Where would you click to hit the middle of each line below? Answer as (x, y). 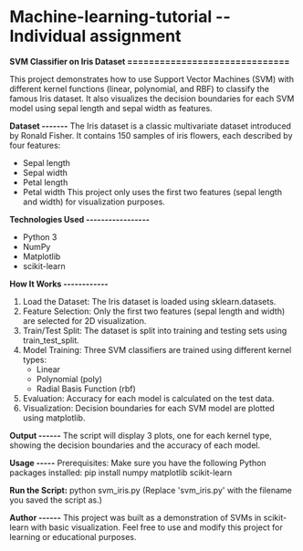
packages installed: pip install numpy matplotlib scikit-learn (121, 473)
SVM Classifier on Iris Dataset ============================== (150, 61)
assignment (136, 36)
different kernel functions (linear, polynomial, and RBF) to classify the (139, 88)
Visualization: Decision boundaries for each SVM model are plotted (149, 408)
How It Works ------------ (59, 284)
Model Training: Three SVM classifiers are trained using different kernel (157, 349)
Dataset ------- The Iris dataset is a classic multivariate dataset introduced (151, 126)
